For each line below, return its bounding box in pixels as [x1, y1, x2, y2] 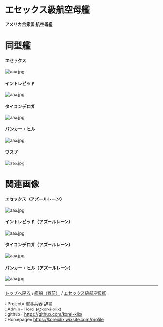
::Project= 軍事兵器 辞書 [5, 301, 52, 307]
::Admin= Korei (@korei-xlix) [5, 306, 62, 312]
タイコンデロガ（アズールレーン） [5, 242, 73, 248]
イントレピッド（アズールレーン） [5, 219, 73, 225]
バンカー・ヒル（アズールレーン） [5, 265, 73, 271]
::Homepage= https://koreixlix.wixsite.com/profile [5, 317, 104, 323]
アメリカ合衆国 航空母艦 [5, 21, 53, 27]
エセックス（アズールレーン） [5, 196, 65, 202]
